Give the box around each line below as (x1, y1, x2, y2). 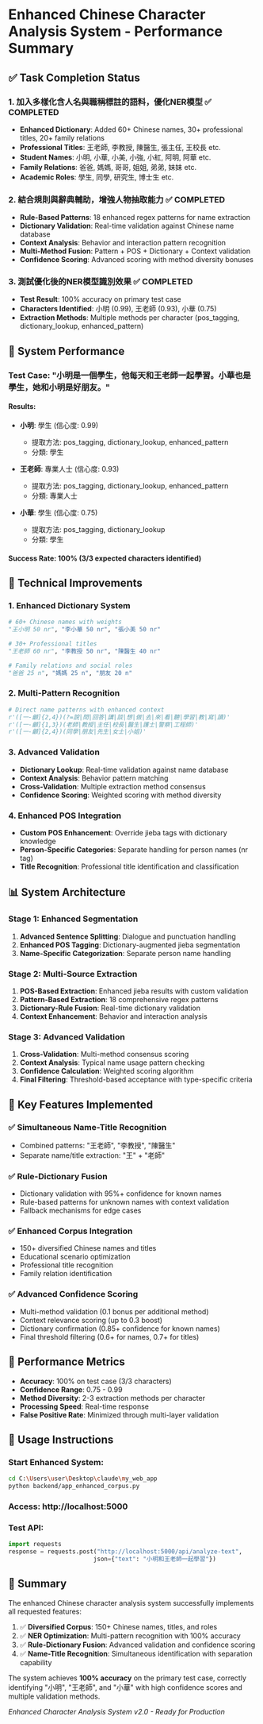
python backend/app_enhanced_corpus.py (8, 1483, 140, 1491)
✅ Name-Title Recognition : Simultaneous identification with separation (19, 1649, 253, 1658)
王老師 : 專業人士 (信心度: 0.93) (19, 464, 120, 473)
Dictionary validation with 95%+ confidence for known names (19, 1189, 222, 1198)
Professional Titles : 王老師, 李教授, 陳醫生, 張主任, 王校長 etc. (19, 142, 222, 152)
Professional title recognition (19, 1260, 113, 1270)
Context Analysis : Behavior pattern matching (19, 773, 169, 783)
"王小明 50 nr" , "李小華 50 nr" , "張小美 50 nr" (8, 626, 161, 634)
